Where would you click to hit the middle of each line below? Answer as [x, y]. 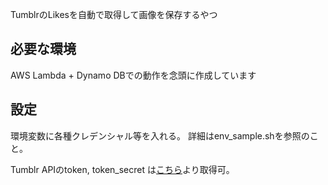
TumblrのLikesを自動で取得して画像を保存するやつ [114, 14]
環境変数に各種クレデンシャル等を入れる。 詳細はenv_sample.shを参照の [160, 135]
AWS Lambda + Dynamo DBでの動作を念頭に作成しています [133, 75]
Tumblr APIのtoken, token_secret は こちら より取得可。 [122, 169]
